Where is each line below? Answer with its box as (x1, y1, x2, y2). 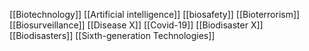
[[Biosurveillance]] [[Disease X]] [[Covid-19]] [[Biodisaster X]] (9, 19, 264, 31)
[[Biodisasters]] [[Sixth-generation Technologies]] (9, 30, 216, 41)
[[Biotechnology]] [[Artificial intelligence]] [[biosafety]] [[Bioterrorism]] (9, 9, 301, 20)
